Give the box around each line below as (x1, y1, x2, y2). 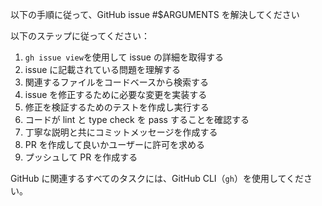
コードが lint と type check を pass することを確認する (24, 114, 250, 125)
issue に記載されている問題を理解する (24, 64, 181, 75)
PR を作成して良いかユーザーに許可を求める (24, 139, 205, 150)
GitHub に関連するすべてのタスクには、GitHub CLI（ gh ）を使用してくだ (10, 173, 305, 184)
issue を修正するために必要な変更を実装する (24, 89, 208, 100)
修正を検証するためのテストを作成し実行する (24, 101, 210, 113)
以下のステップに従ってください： (10, 30, 150, 42)
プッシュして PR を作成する (24, 151, 138, 163)
